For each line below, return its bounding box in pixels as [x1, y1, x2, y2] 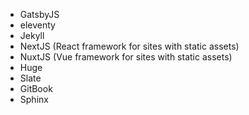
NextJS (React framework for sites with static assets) [19, 40, 240, 52]
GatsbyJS [19, 9, 60, 20]
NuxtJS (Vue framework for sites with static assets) [19, 51, 233, 63]
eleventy [19, 19, 56, 31]
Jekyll [19, 30, 45, 41]
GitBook [19, 83, 53, 94]
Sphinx [19, 94, 49, 105]
